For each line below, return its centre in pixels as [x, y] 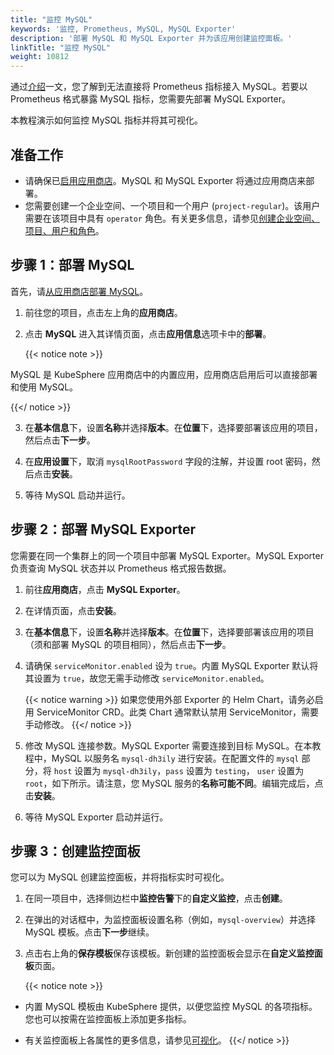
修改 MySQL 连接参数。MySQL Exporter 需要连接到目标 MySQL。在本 [168, 745]
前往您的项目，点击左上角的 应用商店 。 [103, 312]
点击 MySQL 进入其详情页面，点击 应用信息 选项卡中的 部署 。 [148, 333]
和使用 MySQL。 [44, 387]
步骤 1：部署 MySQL [72, 265]
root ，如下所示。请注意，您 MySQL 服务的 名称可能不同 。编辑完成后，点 [174, 783]
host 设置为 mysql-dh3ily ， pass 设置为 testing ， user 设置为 [179, 770]
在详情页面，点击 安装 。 [73, 610]
